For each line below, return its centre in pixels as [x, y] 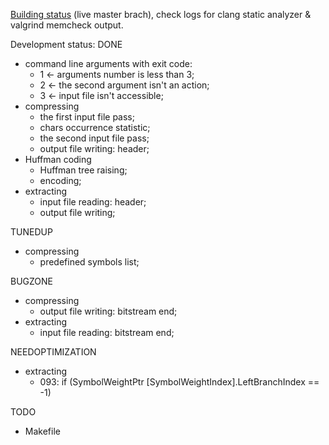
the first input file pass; [87, 117]
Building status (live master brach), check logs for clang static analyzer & [161, 14]
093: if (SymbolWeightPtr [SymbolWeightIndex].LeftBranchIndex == [179, 382]
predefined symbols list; [89, 262]
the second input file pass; [94, 138]
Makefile [42, 431]
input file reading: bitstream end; [107, 332]
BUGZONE [32, 281]
